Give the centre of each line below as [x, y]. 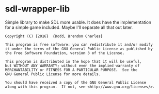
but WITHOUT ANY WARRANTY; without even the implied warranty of [72, 66]
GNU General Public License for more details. [53, 74]
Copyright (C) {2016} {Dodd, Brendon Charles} [54, 36]
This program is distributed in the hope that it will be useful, [73, 61]
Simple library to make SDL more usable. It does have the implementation [78, 22]
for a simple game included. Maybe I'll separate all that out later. [69, 27]
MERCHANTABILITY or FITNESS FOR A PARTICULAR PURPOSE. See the [71, 70]
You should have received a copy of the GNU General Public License [76, 82]
